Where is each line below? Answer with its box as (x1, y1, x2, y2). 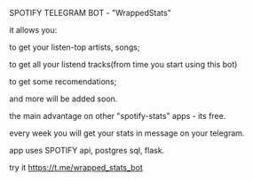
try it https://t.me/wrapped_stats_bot (9, 162, 144, 172)
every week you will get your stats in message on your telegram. (9, 128, 245, 138)
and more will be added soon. (9, 93, 118, 104)
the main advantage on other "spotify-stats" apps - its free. (9, 111, 226, 121)
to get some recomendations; (9, 76, 117, 87)
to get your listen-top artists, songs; (9, 42, 140, 52)
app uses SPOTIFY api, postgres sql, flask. (9, 146, 165, 155)
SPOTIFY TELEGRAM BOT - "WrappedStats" (9, 8, 171, 18)
